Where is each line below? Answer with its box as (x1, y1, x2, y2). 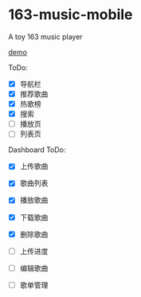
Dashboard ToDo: (8, 145, 66, 154)
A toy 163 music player (8, 32, 83, 41)
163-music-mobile (8, 6, 133, 24)
